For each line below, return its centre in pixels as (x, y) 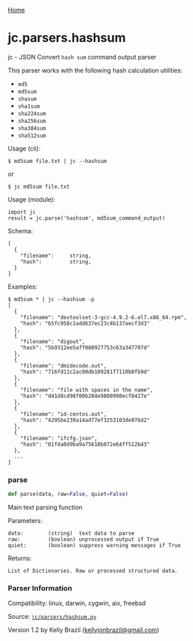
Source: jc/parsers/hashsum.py (52, 617)
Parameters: (25, 521)
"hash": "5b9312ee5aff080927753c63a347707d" (85, 347)
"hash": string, (56, 262)
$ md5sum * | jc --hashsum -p (51, 299)
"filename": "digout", (53, 341)
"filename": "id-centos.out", (64, 414)
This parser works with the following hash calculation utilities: (95, 70)
